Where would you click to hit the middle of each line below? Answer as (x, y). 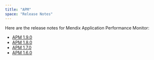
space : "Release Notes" (29, 14)
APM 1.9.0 (22, 37)
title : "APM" (18, 9)
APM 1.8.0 (22, 42)
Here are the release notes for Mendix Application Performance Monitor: (77, 28)
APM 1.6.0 (22, 52)
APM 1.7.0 (22, 47)
